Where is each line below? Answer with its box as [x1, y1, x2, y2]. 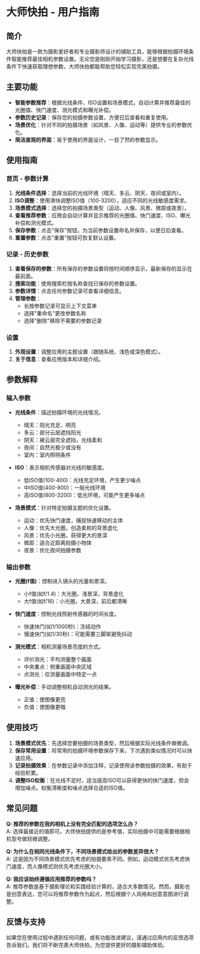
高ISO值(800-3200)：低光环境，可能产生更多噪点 [23, 491, 145, 498]
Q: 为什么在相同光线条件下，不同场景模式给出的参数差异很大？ [6, 847, 160, 855]
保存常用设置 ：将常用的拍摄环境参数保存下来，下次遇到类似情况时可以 [14, 747, 187, 754]
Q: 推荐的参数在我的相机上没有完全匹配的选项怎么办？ [6, 820, 139, 827]
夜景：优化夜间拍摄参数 [23, 546, 82, 554]
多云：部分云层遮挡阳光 [23, 428, 82, 436]
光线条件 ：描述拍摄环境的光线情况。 [14, 409, 104, 416]
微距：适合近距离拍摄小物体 [23, 539, 92, 546]
